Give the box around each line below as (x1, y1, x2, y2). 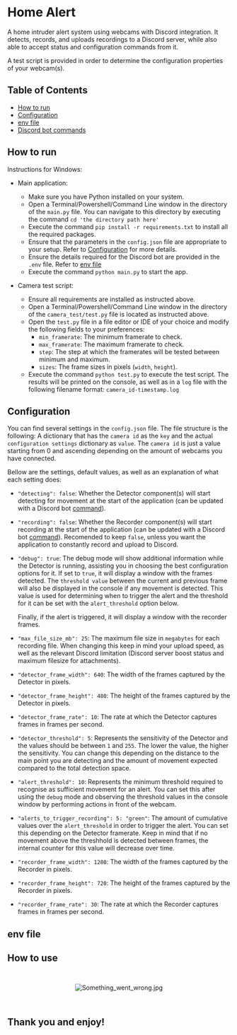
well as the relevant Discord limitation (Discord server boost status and (17, 649, 224, 657)
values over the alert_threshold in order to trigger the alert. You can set (17, 821, 229, 830)
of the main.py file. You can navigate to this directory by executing (28, 207, 221, 216)
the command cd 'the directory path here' (28, 215, 159, 223)
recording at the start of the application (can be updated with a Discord (17, 525, 225, 534)
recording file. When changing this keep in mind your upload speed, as (17, 641, 224, 650)
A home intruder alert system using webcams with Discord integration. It (7, 28, 219, 36)
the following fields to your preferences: (28, 324, 145, 333)
